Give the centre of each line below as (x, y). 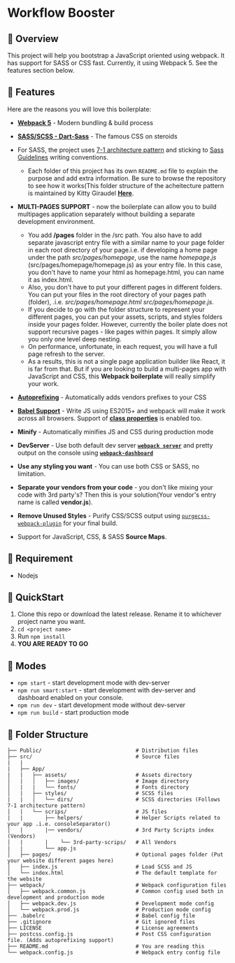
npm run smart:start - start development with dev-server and (106, 690)
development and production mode (56, 898)
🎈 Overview (33, 39)
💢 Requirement (40, 558)
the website (24, 879)
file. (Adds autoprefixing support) (60, 941)
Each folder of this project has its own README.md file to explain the (123, 171)
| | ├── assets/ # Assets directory (100, 775)
